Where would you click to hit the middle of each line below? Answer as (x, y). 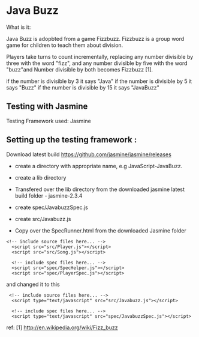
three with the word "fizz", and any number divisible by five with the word (97, 63)
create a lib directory (40, 177)
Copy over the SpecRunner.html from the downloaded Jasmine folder (101, 230)
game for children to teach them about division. (65, 45)
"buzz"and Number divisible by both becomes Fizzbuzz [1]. (80, 69)
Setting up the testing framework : (72, 140)
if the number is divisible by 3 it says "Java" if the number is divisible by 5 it (99, 81)
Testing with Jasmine (47, 107)
